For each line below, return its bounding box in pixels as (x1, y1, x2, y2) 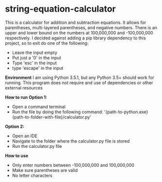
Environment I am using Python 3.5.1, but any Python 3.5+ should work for (5, 74, 155, 80)
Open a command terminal (12, 104, 66, 109)
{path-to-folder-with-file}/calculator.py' (12, 114, 91, 120)
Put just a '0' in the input (12, 55, 61, 60)
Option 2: (5, 123, 24, 129)
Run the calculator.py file (12, 143, 62, 149)
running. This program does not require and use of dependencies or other (5, 79, 153, 86)
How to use (5, 152, 28, 159)
